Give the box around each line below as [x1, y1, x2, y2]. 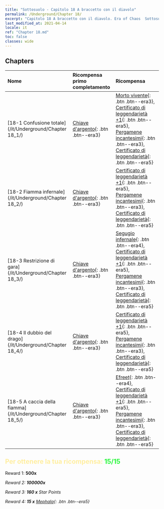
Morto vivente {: [115, 92, 151, 99]
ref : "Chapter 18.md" [5, 30, 49, 35]
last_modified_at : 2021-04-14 [5, 20, 67, 26]
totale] [51, 119, 66, 126]
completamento [72, 83, 111, 90]
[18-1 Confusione [7, 119, 50, 126]
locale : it [5, 25, 27, 30]
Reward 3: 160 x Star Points [5, 489, 61, 495]
